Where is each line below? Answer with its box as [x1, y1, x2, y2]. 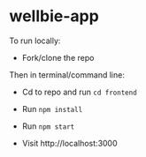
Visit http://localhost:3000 [21, 138, 118, 148]
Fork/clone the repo [21, 52, 95, 63]
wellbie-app [9, 6, 99, 26]
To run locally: [9, 35, 61, 46]
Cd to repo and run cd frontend [21, 86, 137, 97]
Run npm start [21, 121, 75, 131]
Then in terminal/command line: [9, 69, 126, 80]
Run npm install [21, 103, 83, 114]
